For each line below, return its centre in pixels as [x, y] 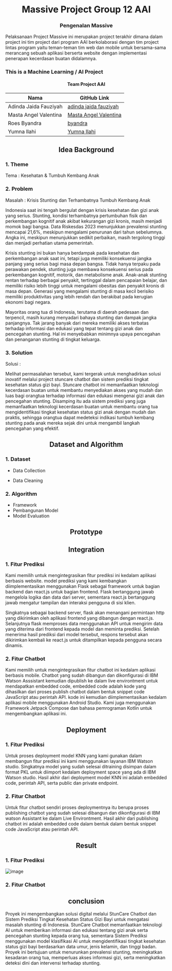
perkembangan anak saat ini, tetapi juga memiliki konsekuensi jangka [79, 258]
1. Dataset [18, 459]
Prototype [86, 532]
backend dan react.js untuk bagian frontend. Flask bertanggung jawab [80, 591]
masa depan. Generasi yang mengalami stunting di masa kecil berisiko [80, 291]
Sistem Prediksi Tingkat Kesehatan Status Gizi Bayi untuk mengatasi [77, 919]
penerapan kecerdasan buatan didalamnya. [51, 59]
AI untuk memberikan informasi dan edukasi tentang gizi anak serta [77, 930]
